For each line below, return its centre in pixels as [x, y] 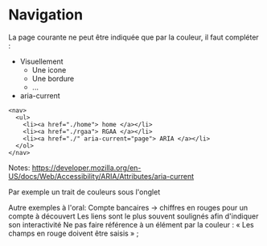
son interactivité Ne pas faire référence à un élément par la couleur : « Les [131, 224]
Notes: [19, 168]
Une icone [49, 69]
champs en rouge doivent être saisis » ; [74, 233]
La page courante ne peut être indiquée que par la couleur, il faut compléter [133, 37]
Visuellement [41, 61]
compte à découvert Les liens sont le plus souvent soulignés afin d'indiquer [133, 216]
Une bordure [53, 78]
